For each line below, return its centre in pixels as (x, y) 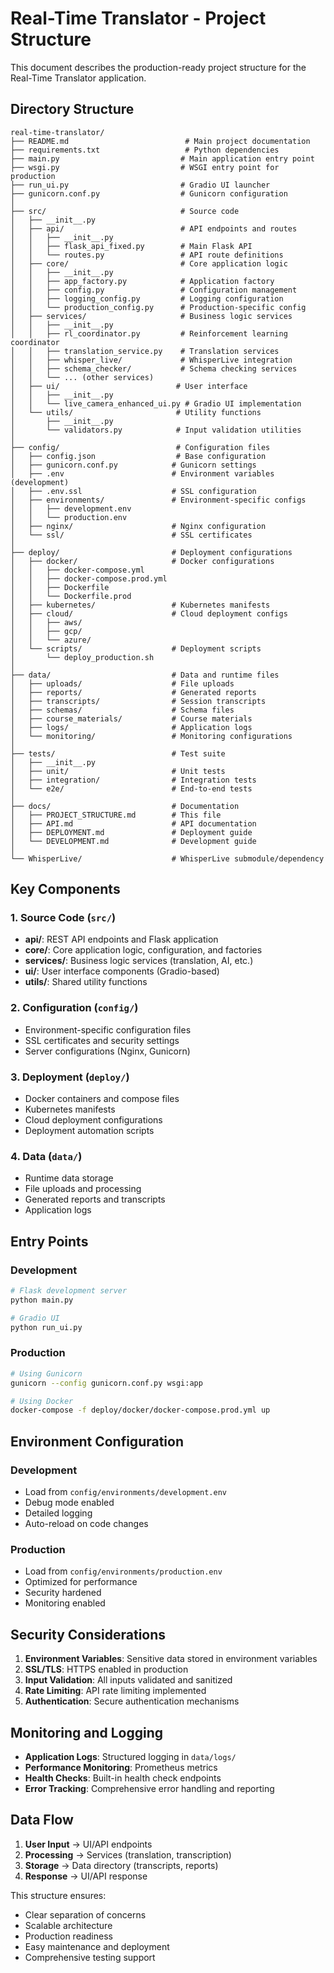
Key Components (65, 889)
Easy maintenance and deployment (97, 1946)
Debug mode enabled (69, 1502)
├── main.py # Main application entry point (162, 158)
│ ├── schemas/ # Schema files (122, 710)
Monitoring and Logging (87, 1732)
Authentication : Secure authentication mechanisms (132, 1701)
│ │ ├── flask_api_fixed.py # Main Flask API (131, 246)
